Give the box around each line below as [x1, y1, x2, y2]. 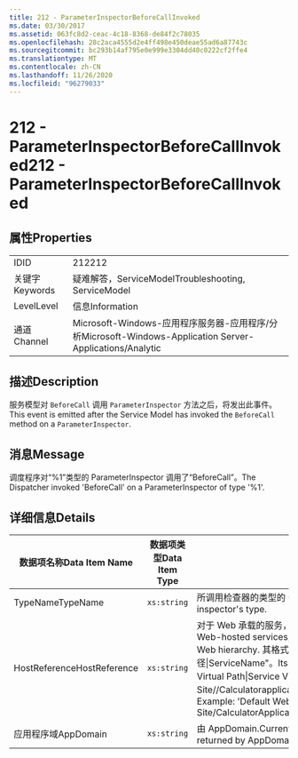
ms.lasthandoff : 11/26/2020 [9, 71, 114, 80]
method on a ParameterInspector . [9, 419, 131, 429]
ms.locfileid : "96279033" [9, 79, 105, 88]
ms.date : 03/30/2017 [9, 21, 86, 30]
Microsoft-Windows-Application [81, 330, 219, 342]
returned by [196, 734, 246, 746]
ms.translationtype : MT [9, 54, 98, 63]
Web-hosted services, [196, 631, 291, 643]
